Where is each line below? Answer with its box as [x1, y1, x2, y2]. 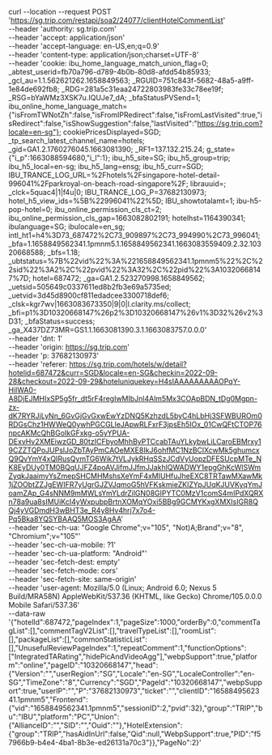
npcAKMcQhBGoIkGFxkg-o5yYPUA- [8, 428, 130, 438]
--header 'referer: [8, 359, 68, 369]
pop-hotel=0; [8, 205, 53, 214]
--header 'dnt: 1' [8, 333, 63, 343]
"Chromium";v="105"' [8, 532, 81, 541]
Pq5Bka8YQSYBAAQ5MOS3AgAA [8, 514, 121, 524]
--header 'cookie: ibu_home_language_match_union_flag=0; [8, 58, 209, 68]
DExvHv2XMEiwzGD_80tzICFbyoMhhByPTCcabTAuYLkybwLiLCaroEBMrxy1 [8, 437, 261, 446]
